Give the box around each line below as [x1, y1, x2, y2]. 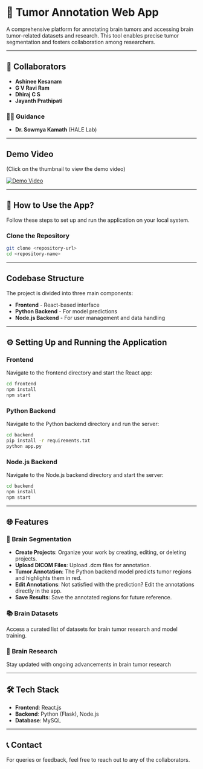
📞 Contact [6, 740, 42, 750]
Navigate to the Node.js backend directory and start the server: [6, 471, 164, 479]
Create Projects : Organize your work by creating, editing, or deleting [14, 548, 187, 556]
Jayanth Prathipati [14, 97, 63, 104]
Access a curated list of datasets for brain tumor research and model [6, 625, 178, 633]
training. [6, 631, 27, 639]
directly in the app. [14, 587, 62, 594]
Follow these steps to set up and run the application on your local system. [6, 216, 190, 224]
